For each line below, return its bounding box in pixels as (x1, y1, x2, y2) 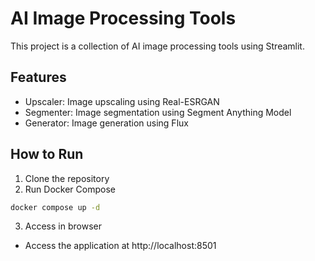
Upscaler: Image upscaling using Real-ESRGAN (24, 95, 220, 107)
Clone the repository (24, 172, 110, 184)
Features (10, 69, 67, 86)
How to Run (10, 146, 84, 163)
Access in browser (24, 220, 102, 232)
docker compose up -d (10, 202, 101, 212)
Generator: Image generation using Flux (24, 117, 189, 129)
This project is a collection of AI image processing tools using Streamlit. (10, 40, 305, 52)
